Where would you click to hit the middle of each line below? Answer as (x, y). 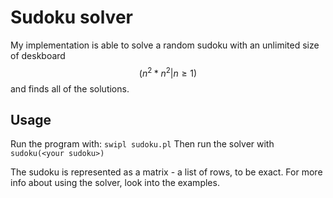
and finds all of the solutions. (70, 88)
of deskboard (38, 55)
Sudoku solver (71, 17)
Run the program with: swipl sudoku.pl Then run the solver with (142, 144)
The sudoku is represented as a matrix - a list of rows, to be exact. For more (166, 172)
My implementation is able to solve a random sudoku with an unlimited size (165, 45)
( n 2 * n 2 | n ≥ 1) (168, 72)
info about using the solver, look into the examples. (115, 183)
